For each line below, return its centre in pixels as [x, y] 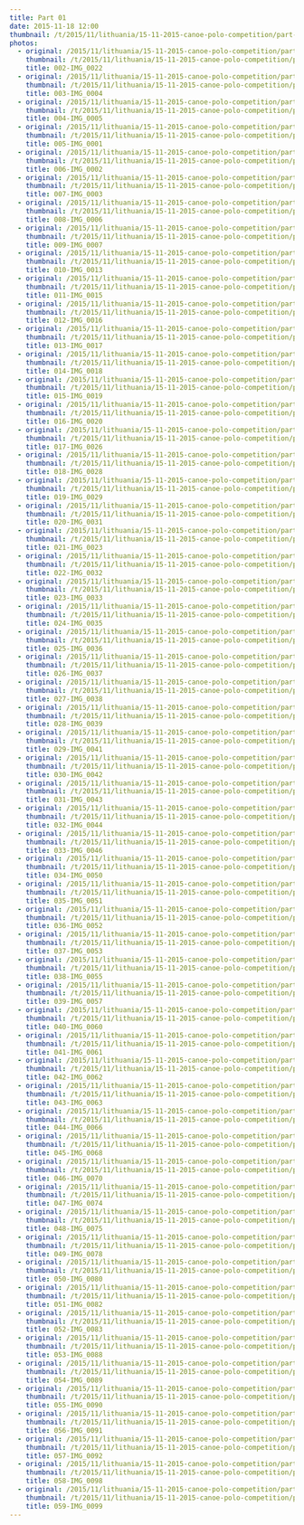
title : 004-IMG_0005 [64, 118]
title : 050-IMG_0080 [64, 1279]
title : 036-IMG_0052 [64, 926]
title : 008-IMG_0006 [64, 219]
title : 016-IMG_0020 [64, 422]
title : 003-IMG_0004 [64, 93]
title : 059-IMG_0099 [64, 1506]
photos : [24, 43]
